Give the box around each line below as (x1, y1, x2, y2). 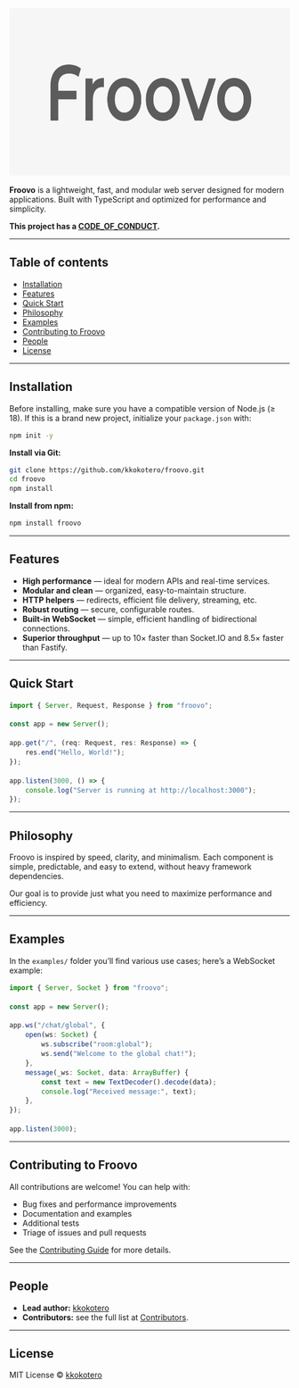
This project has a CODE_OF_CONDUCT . (9, 221, 160, 231)
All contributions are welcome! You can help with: (9, 1181, 191, 1192)
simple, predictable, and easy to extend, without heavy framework (9, 861, 252, 872)
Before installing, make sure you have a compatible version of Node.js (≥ (9, 403, 276, 413)
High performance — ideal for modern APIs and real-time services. (21, 575, 271, 586)
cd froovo (9, 475, 46, 484)
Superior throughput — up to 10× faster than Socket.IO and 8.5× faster (21, 632, 285, 643)
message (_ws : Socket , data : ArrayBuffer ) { (25, 1068, 190, 1077)
